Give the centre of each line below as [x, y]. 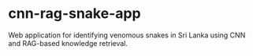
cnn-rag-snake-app [74, 14]
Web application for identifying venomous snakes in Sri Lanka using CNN [127, 35]
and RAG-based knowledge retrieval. [68, 43]
